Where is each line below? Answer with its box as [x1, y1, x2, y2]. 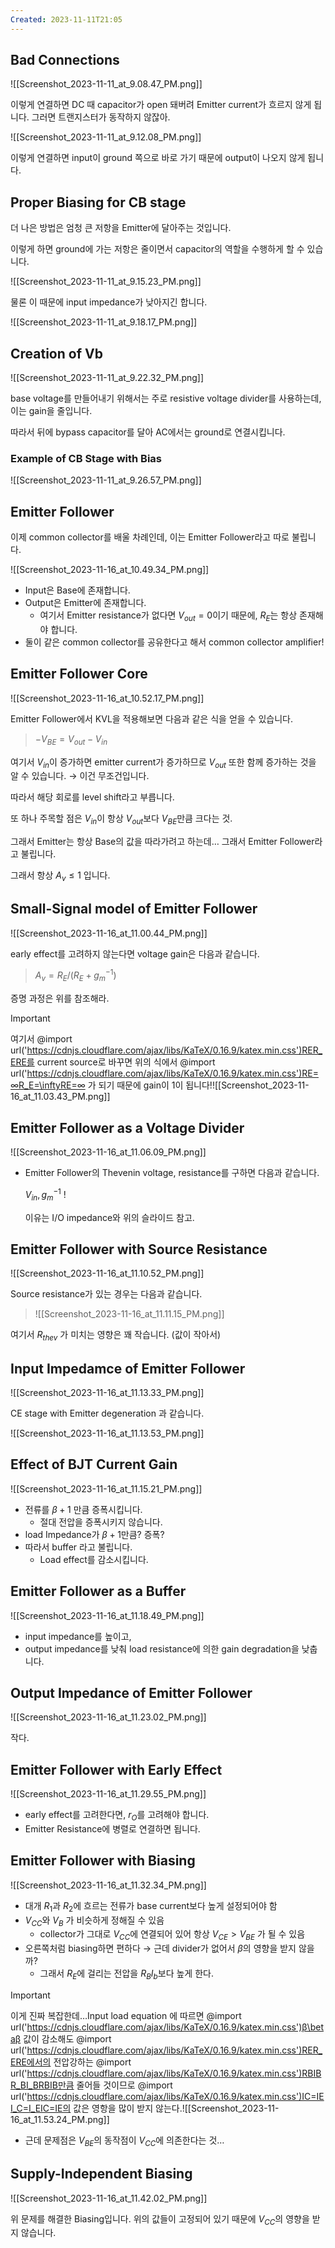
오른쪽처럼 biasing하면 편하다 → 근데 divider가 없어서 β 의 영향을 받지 [24, 1942, 297, 1955]
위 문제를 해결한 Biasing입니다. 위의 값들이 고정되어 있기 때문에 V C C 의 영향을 [10, 2212, 310, 2227]
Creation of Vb [10, 345, 103, 362]
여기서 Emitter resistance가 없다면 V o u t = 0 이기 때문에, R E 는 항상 [39, 609, 298, 623]
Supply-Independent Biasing [10, 2166, 193, 2183]
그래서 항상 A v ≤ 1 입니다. [10, 869, 111, 883]
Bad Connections [10, 52, 120, 69]
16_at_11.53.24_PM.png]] [10, 2113, 110, 2125]
